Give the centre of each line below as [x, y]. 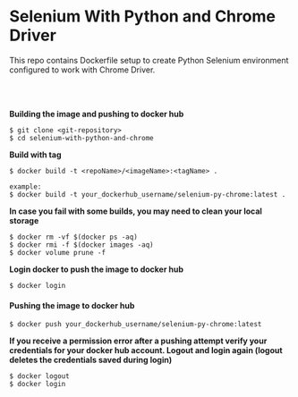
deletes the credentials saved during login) [91, 360]
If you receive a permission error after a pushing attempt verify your [138, 341]
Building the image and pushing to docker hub [97, 114]
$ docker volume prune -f [57, 252]
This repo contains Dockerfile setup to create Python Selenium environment [149, 60]
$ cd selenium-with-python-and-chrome [81, 138]
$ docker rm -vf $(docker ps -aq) [74, 237]
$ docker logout [39, 376]
